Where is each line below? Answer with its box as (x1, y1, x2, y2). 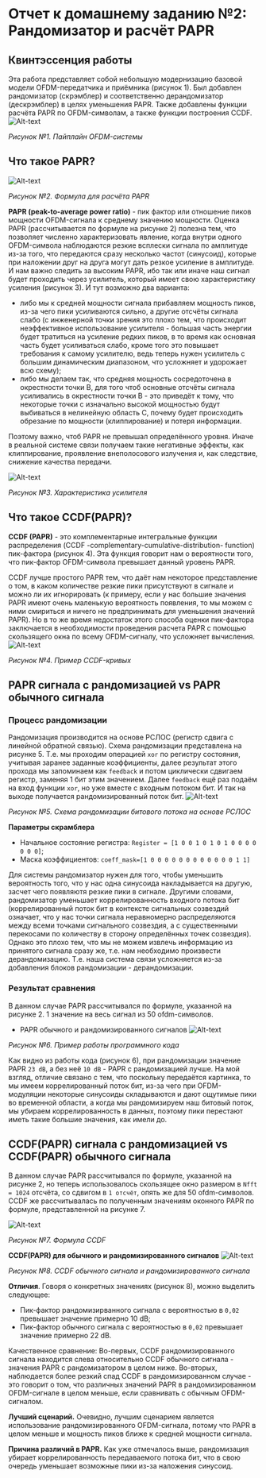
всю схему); (19, 365, 62, 375)
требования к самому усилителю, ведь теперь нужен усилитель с (19, 349, 245, 358)
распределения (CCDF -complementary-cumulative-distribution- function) (8, 540, 256, 550)
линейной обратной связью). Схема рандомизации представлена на (8, 741, 242, 751)
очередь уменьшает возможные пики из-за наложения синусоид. (8, 1461, 233, 1471)
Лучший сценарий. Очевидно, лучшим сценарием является (8, 1412, 214, 1422)
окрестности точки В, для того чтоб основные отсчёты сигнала (19, 382, 236, 392)
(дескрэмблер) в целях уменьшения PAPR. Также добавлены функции (8, 100, 248, 109)
